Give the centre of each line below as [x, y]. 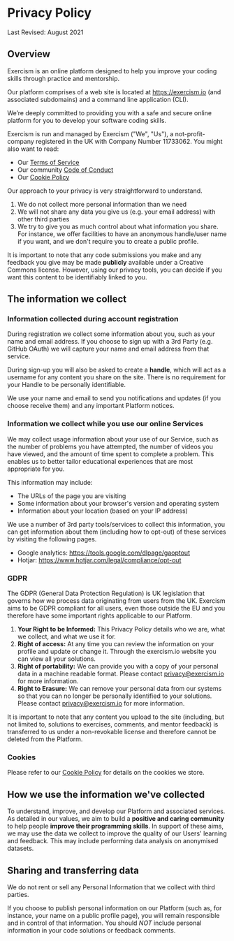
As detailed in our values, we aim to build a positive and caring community [116, 819]
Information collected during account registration [93, 319]
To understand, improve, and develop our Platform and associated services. [116, 811]
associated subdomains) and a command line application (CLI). [98, 99]
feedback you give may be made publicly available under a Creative [105, 262]
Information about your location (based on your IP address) [103, 511]
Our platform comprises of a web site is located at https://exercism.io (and [114, 92]
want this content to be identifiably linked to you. [77, 277]
